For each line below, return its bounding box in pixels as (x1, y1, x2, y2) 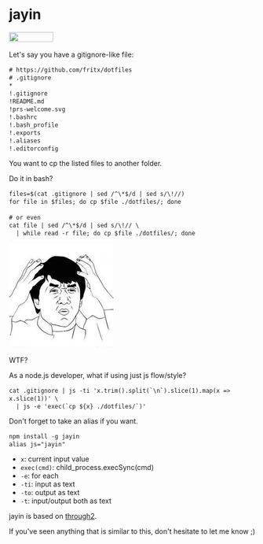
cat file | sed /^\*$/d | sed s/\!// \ (9, 221, 140, 229)
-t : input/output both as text (20, 496, 112, 505)
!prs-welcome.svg (9, 105, 66, 113)
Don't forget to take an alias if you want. (9, 416, 138, 426)
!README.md (9, 97, 45, 105)
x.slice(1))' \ (9, 394, 59, 402)
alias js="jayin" (9, 440, 66, 448)
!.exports (9, 128, 42, 137)
